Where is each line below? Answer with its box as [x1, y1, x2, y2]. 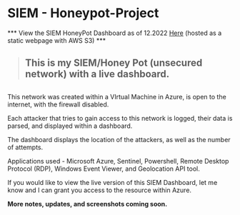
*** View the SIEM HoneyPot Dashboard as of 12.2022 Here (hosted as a [7, 29, 222, 37]
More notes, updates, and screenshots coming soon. [7, 199, 168, 208]
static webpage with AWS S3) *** [7, 36, 106, 44]
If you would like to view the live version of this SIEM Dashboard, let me [7, 178, 218, 186]
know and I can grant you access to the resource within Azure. [7, 186, 191, 194]
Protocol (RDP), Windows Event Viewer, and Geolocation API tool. [7, 164, 200, 173]
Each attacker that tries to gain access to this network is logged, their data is [7, 114, 233, 122]
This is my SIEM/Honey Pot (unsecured [24, 57, 203, 69]
